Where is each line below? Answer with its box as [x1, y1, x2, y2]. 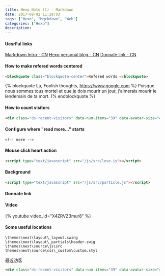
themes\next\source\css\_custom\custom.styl [5, 248, 98, 253]
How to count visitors [5, 104, 50, 110]
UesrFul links [5, 40, 33, 47]
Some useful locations [5, 224, 52, 230]
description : [5, 26, 32, 31]
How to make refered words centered [5, 63, 82, 69]
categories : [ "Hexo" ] [5, 21, 50, 26]
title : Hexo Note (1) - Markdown [5, 7, 74, 12]
